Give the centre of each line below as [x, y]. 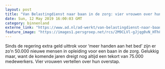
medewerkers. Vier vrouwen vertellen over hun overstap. [63, 61]
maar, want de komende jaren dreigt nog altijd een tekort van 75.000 [74, 56]
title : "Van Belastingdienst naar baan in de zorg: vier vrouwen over [79, 14]
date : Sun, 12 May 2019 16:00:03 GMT [44, 18]
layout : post [18, 9]
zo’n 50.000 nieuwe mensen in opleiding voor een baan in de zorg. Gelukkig [82, 51]
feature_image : [21, 32]
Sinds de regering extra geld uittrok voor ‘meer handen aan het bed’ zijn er [81, 46]
